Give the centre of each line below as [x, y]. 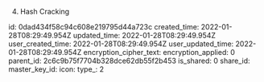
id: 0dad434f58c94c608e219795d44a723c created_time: [104, 27]
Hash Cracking [45, 12]
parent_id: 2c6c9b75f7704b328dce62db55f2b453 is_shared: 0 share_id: [130, 61]
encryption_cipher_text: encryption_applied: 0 [159, 52]
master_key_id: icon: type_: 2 [56, 69]
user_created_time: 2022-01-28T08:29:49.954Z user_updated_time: [121, 44]
